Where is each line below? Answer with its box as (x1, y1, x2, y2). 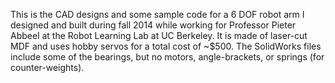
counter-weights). (10, 62, 85, 73)
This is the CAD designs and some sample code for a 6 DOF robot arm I (10, 9, 305, 20)
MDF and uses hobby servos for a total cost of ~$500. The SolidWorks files (10, 40, 322, 52)
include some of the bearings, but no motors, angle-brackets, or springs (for (10, 51, 325, 63)
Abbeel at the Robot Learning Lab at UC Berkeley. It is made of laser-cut (10, 30, 308, 41)
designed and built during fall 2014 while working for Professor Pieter (10, 19, 297, 31)
